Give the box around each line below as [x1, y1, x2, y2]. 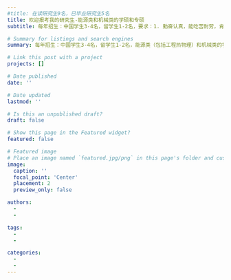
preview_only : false [13, 186, 72, 193]
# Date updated [7, 91, 51, 98]
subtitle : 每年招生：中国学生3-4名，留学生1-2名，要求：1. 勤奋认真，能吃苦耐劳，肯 [7, 23, 225, 30]
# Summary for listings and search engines [7, 35, 134, 42]
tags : [7, 224, 23, 231]
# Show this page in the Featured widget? [7, 129, 131, 136]
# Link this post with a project [7, 54, 103, 61]
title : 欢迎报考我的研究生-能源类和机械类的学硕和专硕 [7, 17, 144, 23]
